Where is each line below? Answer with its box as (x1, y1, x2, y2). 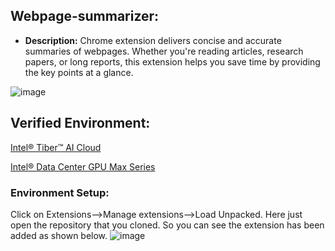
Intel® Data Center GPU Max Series (10, 160, 156, 173)
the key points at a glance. (24, 66, 134, 78)
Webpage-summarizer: (10, 8, 160, 25)
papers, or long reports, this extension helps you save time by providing (24, 55, 321, 68)
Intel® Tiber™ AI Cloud (10, 141, 102, 153)
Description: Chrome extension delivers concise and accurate (24, 34, 282, 46)
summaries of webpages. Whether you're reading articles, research (24, 45, 304, 57)
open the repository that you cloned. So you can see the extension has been (10, 219, 325, 231)
